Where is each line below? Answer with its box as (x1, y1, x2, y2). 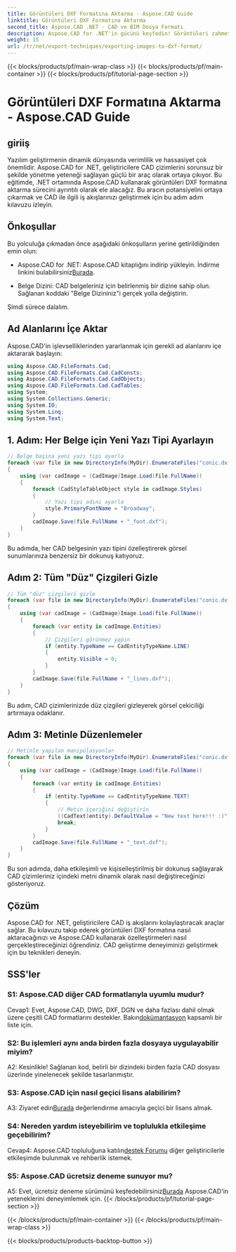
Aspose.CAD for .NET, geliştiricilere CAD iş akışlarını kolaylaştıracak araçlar (7, 918, 225, 927)
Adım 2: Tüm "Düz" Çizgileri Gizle (7, 572, 159, 584)
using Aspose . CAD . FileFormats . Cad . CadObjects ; (7, 376, 146, 383)
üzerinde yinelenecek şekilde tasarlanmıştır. (7, 1070, 135, 1079)
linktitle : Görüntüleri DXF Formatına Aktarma (7, 17, 146, 24)
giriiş (7, 137, 30, 149)
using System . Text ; (7, 415, 65, 422)
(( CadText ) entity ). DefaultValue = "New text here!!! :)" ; (57, 812, 231, 820)
